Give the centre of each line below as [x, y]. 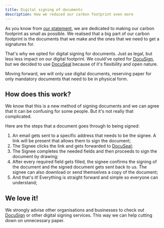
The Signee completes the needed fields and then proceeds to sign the [84, 151]
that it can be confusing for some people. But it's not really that [69, 111]
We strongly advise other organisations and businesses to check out [75, 210]
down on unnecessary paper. [35, 221]
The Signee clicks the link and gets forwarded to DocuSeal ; [73, 146]
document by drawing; [35, 157]
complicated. [19, 117]
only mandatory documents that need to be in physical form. [67, 79]
